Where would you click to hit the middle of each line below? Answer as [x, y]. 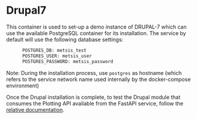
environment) [23, 85]
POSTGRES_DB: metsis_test [54, 50]
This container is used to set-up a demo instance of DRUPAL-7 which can [96, 27]
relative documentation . [35, 109]
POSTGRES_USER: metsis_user [57, 56]
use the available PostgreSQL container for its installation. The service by [96, 33]
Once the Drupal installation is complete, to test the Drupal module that [93, 97]
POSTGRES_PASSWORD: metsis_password [67, 61]
